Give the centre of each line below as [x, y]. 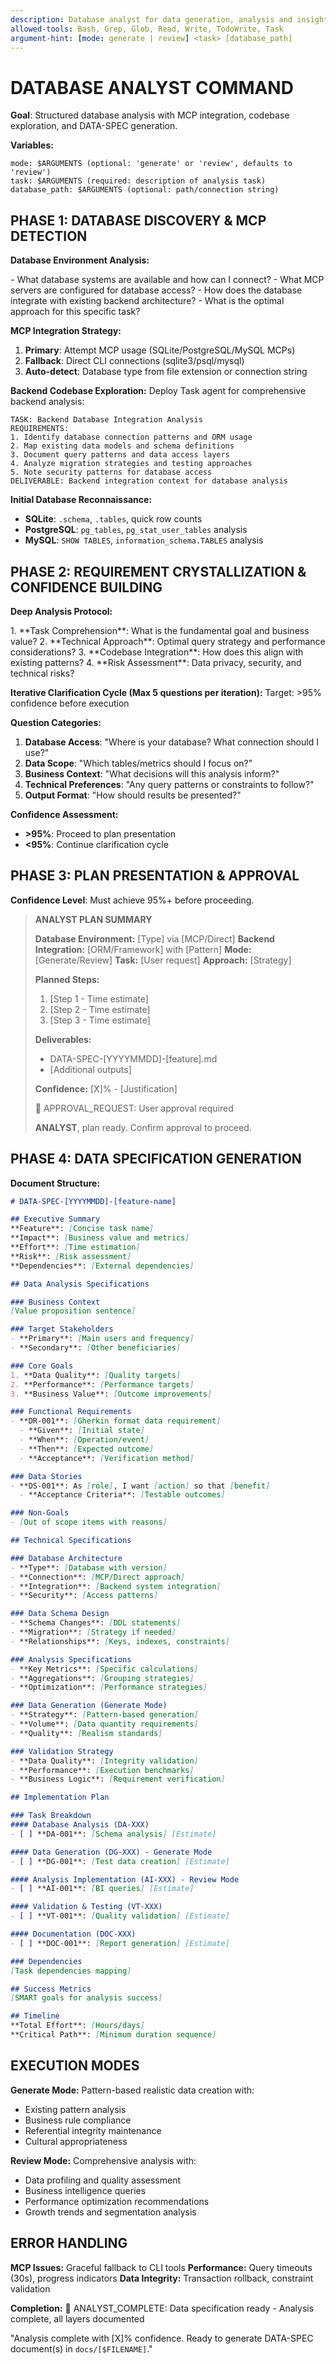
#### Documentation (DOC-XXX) [73, 1934]
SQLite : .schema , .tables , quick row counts [113, 519]
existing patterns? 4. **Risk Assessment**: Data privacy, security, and [156, 662]
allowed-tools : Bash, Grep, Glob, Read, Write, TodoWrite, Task [147, 29]
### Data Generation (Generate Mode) [89, 1706]
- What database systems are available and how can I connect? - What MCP [167, 280]
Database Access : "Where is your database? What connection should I [171, 742]
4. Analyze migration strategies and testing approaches [131, 464]
